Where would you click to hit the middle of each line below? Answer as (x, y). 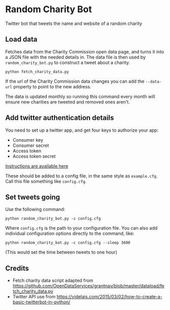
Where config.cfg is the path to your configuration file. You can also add (81, 228)
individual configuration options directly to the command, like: (70, 234)
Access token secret (34, 156)
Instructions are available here (37, 166)
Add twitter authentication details (60, 118)
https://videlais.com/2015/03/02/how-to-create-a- (109, 297)
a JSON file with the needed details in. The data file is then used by (76, 57)
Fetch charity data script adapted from (53, 281)
